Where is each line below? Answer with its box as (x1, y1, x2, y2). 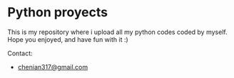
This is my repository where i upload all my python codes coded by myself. (7, 28, 228, 36)
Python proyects (7, 4, 108, 21)
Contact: (7, 49, 34, 57)
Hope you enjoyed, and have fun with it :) (7, 35, 128, 43)
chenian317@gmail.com (17, 62, 88, 71)
